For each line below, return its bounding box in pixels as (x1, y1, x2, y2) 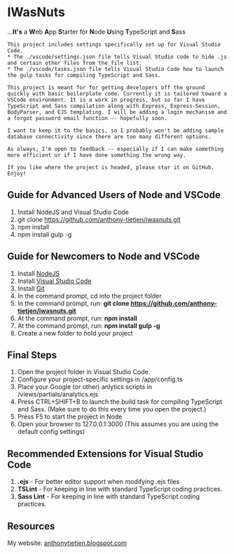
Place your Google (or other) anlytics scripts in (17, 383, 153, 391)
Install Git (17, 284, 45, 292)
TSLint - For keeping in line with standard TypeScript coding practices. (17, 485, 223, 494)
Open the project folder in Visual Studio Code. (17, 368, 151, 376)
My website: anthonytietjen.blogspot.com (7, 539, 128, 547)
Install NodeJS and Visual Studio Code (17, 208, 130, 216)
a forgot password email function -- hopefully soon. (7, 114, 168, 121)
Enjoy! (7, 170, 27, 177)
